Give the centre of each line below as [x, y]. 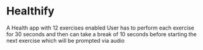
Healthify [31, 11]
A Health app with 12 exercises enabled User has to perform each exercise [100, 28]
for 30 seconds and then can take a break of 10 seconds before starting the [102, 34]
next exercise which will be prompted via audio [65, 40]
